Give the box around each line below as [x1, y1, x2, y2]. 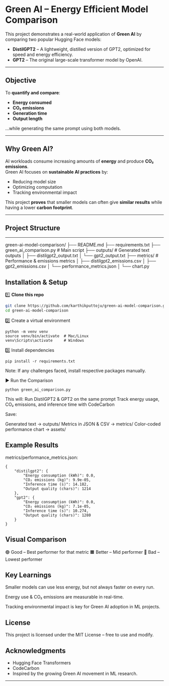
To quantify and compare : [5, 89, 60, 95]
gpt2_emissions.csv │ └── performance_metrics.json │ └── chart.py [5, 263, 150, 270]
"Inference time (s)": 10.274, [23, 508, 89, 513]
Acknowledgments [5, 646, 66, 655]
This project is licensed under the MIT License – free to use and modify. [5, 632, 154, 638]
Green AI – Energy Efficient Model [5, 4, 148, 15]
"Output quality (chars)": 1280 [23, 512, 92, 518]
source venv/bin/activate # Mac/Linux [5, 333, 89, 339]
